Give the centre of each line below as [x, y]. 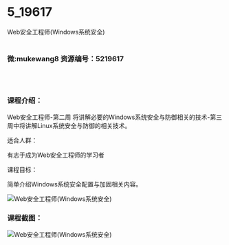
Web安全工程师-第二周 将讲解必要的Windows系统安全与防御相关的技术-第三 [115, 117]
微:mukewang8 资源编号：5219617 [66, 58]
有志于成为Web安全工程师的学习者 [56, 155]
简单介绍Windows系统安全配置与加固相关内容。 [75, 184]
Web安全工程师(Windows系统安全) [56, 32]
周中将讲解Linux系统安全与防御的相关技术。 [69, 125]
